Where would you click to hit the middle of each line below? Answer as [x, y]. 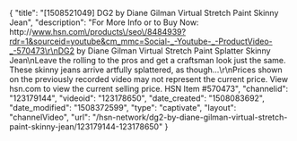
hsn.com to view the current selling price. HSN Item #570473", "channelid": [149, 89]
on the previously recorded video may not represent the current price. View [149, 79]
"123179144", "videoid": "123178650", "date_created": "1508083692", [137, 98]
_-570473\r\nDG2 [42, 51]
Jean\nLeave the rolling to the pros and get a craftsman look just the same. [148, 60]
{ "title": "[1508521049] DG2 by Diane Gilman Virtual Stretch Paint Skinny [144, 13]
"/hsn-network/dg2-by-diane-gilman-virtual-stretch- [190, 117]
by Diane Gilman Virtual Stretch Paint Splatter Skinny [173, 51]
